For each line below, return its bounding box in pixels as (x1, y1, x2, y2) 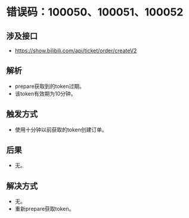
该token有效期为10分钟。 (14, 90, 76, 97)
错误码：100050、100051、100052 (6, 5, 184, 19)
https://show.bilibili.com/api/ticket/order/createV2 (14, 47, 137, 54)
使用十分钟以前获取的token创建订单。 (14, 126, 107, 133)
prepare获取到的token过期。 (14, 83, 85, 90)
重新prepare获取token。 (14, 206, 75, 213)
